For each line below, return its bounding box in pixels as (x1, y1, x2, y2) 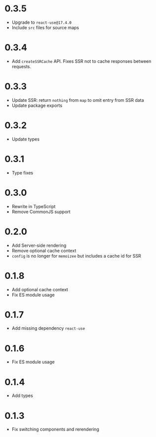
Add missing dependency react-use (11, 325, 85, 331)
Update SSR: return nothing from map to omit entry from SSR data (11, 97, 144, 103)
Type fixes (11, 170, 33, 175)
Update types (11, 136, 40, 142)
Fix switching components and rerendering (11, 426, 99, 433)
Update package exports (11, 102, 63, 108)
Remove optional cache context (11, 248, 77, 254)
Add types (11, 393, 33, 398)
